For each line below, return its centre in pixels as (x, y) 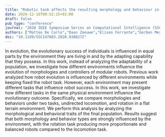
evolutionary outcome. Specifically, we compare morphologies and (73, 98)
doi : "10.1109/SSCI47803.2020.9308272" (46, 37)
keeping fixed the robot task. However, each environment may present (76, 82)
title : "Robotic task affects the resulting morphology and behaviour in (82, 10)
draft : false (18, 19)
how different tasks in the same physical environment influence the (73, 93)
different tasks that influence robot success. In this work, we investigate (78, 87)
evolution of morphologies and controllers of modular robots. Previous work (82, 72)
